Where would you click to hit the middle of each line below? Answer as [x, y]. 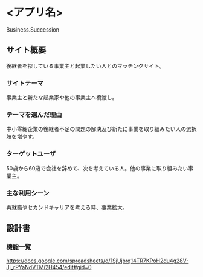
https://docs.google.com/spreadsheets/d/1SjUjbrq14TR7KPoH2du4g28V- [98, 261]
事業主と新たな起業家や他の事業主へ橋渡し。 [62, 98]
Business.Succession [33, 29]
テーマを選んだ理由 [34, 115]
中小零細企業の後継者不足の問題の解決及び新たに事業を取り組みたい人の [96, 129]
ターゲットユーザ [31, 154]
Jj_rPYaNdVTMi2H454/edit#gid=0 [49, 267]
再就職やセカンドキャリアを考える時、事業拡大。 [67, 207]
